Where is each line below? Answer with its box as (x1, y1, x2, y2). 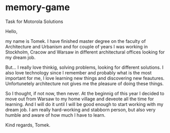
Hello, (5, 28, 18, 34)
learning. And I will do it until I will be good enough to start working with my (5, 101, 163, 107)
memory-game (5, 2, 70, 13)
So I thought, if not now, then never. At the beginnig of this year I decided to (5, 90, 164, 96)
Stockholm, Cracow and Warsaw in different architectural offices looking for (5, 49, 165, 55)
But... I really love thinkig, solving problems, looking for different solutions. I (5, 64, 164, 70)
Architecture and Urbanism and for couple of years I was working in (5, 43, 148, 49)
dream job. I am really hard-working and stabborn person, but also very (5, 107, 156, 113)
